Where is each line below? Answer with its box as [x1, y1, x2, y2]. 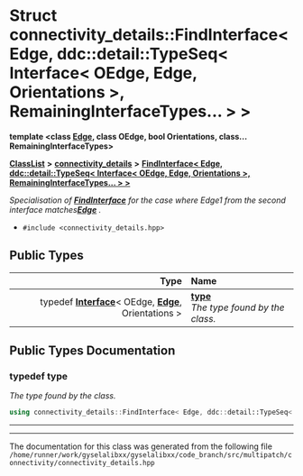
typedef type [9, 371, 68, 383]
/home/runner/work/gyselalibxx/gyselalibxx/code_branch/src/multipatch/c [9, 451, 293, 460]
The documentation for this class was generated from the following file [9, 441, 273, 452]
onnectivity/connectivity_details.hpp [9, 459, 155, 468]
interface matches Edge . [9, 204, 102, 215]
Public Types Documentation [9, 343, 176, 359]
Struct [9, 5, 58, 26]
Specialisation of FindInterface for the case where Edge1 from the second [9, 195, 287, 206]
